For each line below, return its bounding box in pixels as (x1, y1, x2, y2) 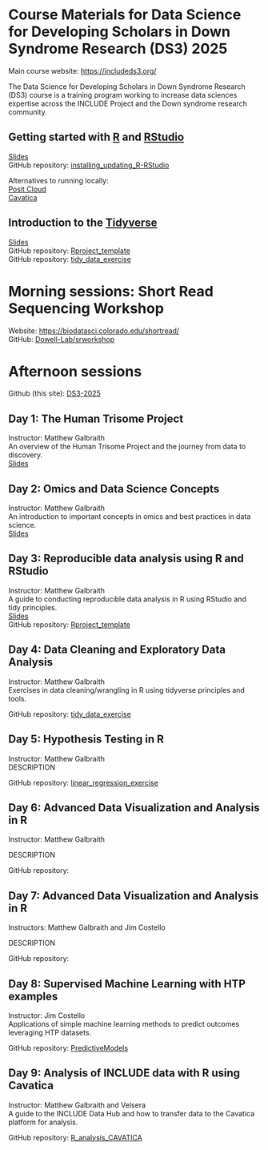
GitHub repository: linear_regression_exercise (8, 778, 158, 787)
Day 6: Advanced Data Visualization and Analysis (8, 801, 260, 814)
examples (8, 989, 58, 1003)
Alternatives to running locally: (8, 175, 110, 185)
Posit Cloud (8, 184, 46, 194)
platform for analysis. (8, 1117, 78, 1127)
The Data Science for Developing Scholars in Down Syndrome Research (8, 82, 246, 91)
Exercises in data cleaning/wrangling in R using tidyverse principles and (8, 685, 246, 694)
